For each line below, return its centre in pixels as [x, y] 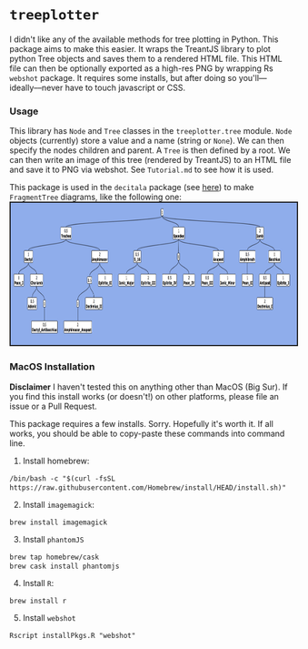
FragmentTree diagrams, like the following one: [95, 197]
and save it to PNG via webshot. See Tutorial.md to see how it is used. [142, 170]
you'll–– [253, 77]
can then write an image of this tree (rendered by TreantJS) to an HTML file [150, 160]
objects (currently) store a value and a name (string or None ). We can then [147, 141]
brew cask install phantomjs [65, 566]
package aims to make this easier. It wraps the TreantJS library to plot [140, 48]
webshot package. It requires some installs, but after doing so [123, 77]
